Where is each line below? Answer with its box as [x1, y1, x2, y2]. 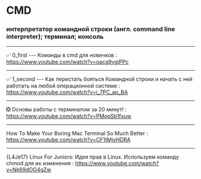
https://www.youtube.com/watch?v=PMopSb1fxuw [6, 113, 132, 120]
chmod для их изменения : [6, 160, 74, 167]
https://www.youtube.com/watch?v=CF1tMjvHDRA [6, 136, 131, 144]
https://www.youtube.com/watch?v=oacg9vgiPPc [6, 58, 129, 66]
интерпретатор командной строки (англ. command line [6, 25, 175, 34]
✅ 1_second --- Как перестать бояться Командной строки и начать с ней [6, 75, 193, 83]
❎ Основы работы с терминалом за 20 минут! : [6, 106, 127, 113]
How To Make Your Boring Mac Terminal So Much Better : [6, 130, 148, 137]
